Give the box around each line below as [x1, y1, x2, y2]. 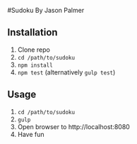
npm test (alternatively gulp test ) [17, 67, 116, 77]
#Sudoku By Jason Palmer [7, 6, 85, 14]
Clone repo [17, 45, 51, 54]
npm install [17, 62, 53, 69]
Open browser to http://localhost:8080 [17, 122, 131, 131]
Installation [7, 26, 58, 38]
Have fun [17, 130, 44, 138]
